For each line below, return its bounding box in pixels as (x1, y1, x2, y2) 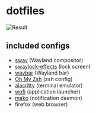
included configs (6, 41, 70, 51)
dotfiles (6, 4, 45, 18)
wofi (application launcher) (14, 88, 81, 95)
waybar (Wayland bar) (14, 69, 69, 76)
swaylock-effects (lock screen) (14, 63, 91, 70)
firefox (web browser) (14, 101, 68, 108)
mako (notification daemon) (14, 94, 83, 101)
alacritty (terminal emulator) (14, 82, 83, 89)
